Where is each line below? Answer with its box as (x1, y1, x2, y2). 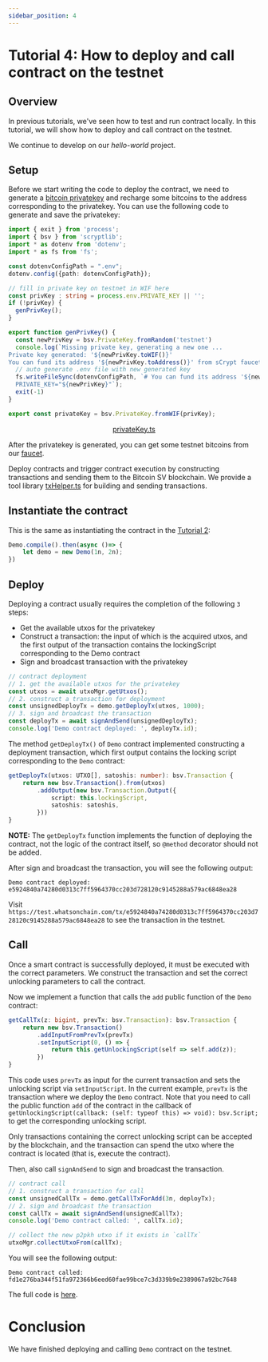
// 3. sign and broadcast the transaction (8, 710, 152, 718)
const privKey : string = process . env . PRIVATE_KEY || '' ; (8, 291, 205, 300)
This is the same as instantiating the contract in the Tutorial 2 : (8, 525, 211, 535)
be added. (8, 847, 42, 857)
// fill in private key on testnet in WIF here (8, 284, 170, 292)
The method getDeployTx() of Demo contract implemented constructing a (8, 739, 246, 748)
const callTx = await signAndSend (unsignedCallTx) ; (8, 1209, 183, 1217)
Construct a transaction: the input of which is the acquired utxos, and (19, 631, 248, 641)
